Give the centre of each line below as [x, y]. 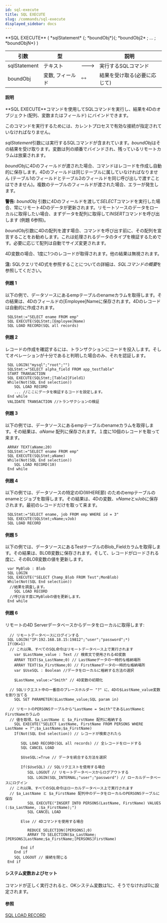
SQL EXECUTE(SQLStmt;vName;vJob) [42, 519]
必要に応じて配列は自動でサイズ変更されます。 [61, 243]
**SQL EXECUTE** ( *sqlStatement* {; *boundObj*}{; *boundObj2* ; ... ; [81, 38]
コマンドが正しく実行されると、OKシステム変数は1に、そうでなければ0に [80, 885]
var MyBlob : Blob [26, 569]
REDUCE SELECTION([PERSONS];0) [60, 830]
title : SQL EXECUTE [25, 14]
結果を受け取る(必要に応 [128, 75]
